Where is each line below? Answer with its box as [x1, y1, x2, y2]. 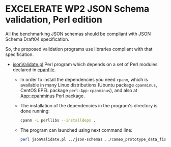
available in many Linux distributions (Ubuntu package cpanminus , [20, 82, 157, 88]
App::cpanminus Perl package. [20, 93, 85, 99]
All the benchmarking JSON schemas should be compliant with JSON [5, 31, 151, 37]
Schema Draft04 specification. [5, 36, 70, 42]
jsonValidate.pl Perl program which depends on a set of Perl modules [12, 61, 158, 67]
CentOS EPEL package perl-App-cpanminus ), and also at [20, 87, 137, 93]
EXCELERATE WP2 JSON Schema [5, 3, 150, 15]
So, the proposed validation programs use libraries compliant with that [5, 46, 153, 52]
